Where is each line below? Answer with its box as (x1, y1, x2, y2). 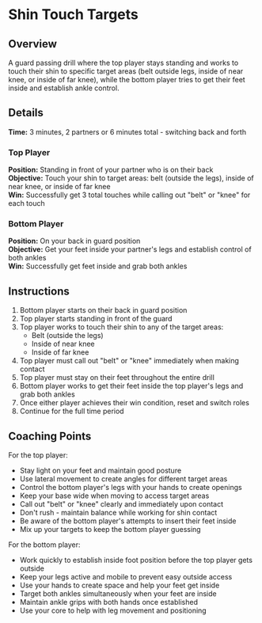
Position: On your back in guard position (8, 236, 141, 246)
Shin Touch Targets (8, 6, 139, 24)
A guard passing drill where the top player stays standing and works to (8, 58, 239, 67)
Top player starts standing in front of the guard (19, 314, 173, 324)
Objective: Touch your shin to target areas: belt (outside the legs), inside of (8, 173, 255, 183)
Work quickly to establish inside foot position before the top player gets (19, 556, 253, 565)
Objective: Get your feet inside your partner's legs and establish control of (8, 245, 252, 254)
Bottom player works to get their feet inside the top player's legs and (19, 382, 244, 391)
